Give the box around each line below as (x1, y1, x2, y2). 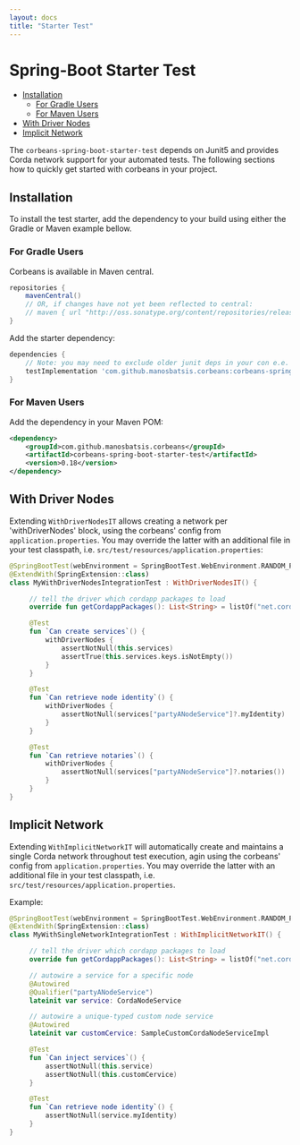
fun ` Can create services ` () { (29, 628, 146, 637)
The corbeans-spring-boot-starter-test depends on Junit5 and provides (9, 145, 279, 156)
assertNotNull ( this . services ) (61, 644, 174, 653)
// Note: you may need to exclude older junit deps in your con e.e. (25, 358, 290, 367)
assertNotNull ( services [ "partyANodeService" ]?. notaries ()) (61, 767, 286, 777)
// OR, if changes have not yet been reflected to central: (25, 300, 254, 309)
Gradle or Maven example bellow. (9, 223, 132, 234)
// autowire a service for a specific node (29, 970, 194, 980)
